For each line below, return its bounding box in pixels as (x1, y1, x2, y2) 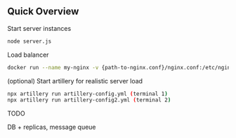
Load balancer (7, 50, 49, 59)
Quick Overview (7, 6, 79, 18)
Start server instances (7, 24, 72, 32)
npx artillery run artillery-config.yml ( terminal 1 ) (7, 90, 169, 97)
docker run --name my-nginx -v (7, 64, 99, 71)
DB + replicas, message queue (7, 123, 96, 132)
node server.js (7, 38, 52, 45)
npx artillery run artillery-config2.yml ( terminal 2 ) (7, 97, 171, 104)
